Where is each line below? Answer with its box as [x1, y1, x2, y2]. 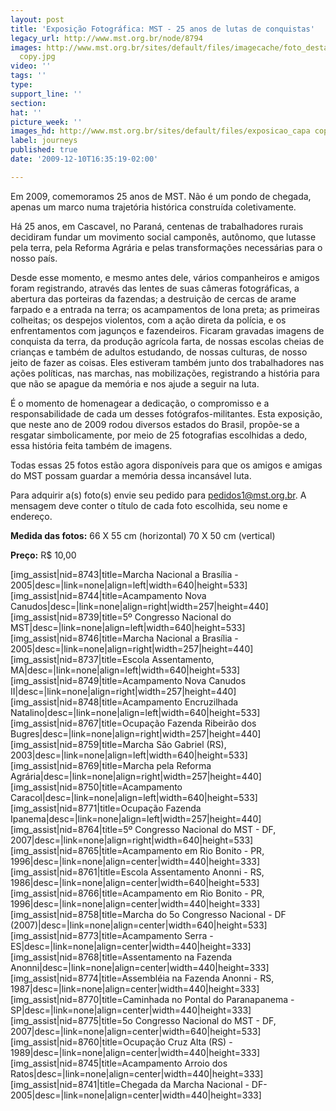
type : [10, 80, 33, 90]
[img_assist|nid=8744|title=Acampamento [10, 589, 183, 601]
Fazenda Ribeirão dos [166, 717, 257, 729]
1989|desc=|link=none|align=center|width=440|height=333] [10, 1046, 261, 1058]
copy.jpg [19, 52, 56, 62]
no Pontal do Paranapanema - [171, 993, 295, 1005]
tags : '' [10, 71, 47, 81]
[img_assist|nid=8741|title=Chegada [10, 1078, 158, 1090]
